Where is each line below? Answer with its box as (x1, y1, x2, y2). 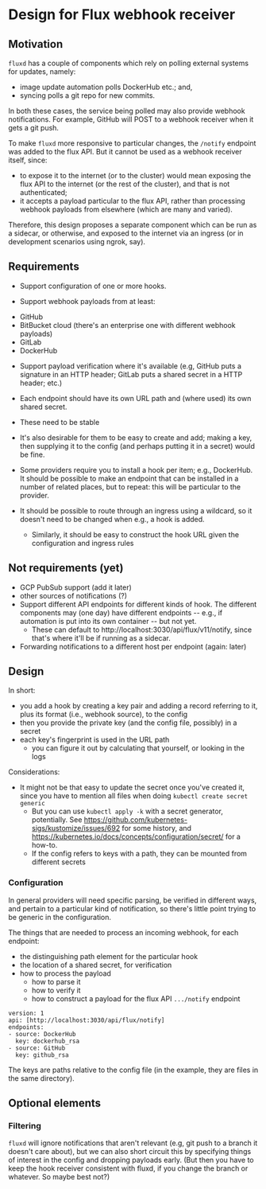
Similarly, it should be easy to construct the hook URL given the (31, 529, 240, 539)
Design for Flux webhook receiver (8, 6, 236, 24)
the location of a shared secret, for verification (19, 960, 172, 969)
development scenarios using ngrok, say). (8, 237, 145, 246)
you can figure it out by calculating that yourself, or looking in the (31, 743, 245, 753)
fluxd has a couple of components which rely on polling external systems (8, 58, 249, 68)
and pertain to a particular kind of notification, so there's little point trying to (8, 903, 256, 913)
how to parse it (31, 977, 81, 986)
